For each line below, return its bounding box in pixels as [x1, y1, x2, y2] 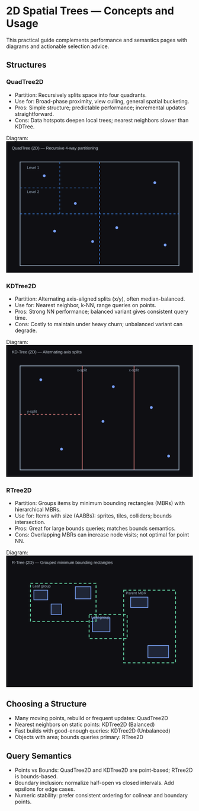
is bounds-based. [14, 772, 58, 780]
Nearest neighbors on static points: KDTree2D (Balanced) [14, 721, 155, 728]
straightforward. [14, 110, 54, 117]
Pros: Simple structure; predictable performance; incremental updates [14, 104, 186, 111]
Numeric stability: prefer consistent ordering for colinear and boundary [14, 791, 188, 799]
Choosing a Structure [6, 699, 87, 709]
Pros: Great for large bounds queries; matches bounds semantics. [14, 525, 176, 532]
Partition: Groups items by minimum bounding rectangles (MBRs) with [14, 499, 185, 506]
